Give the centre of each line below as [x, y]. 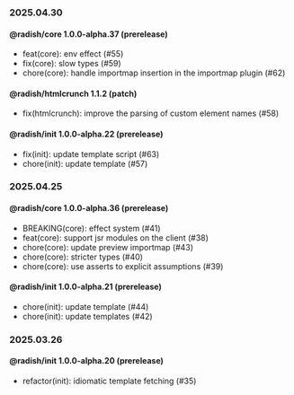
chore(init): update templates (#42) [87, 316]
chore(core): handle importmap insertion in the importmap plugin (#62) [154, 73]
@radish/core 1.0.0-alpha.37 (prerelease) [89, 34]
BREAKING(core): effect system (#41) [91, 228]
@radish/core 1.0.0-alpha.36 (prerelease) [89, 208]
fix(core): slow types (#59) [71, 64]
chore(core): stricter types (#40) [83, 257]
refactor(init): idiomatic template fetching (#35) [109, 381]
